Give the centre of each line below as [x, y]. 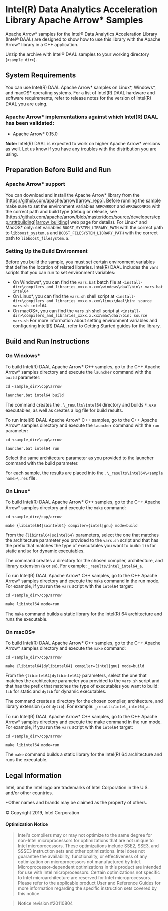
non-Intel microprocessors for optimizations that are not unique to [86, 841]
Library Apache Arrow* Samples [74, 20]
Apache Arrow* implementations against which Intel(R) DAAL [82, 117]
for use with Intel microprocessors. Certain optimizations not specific [89, 872]
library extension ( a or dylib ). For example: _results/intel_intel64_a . [78, 706]
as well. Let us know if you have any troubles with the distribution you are [81, 149]
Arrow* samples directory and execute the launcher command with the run [82, 425]
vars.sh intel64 [29, 306]
